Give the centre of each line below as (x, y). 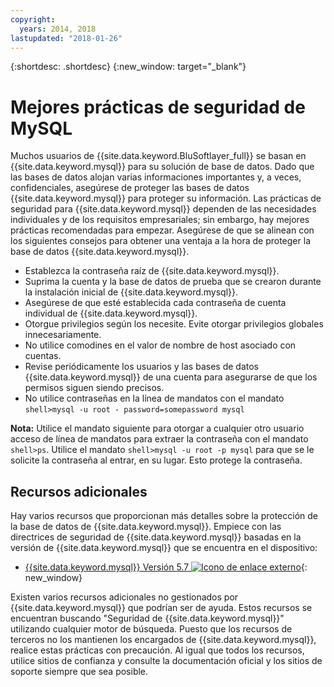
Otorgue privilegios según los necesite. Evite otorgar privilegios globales (174, 324)
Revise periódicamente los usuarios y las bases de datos (141, 367)
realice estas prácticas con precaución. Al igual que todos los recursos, (157, 650)
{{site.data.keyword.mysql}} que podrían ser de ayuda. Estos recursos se (161, 608)
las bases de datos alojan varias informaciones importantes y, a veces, (156, 177)
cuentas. (43, 356)
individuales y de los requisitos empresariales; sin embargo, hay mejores (160, 220)
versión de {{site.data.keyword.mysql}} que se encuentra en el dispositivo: (164, 548)
